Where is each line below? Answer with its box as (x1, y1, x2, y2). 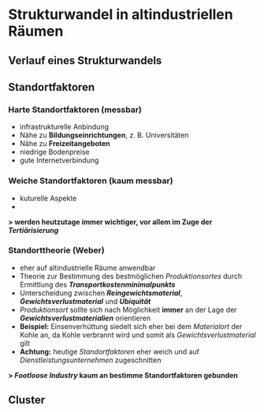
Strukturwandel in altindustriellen (8, 6, 234, 24)
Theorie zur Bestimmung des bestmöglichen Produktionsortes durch (19, 271, 243, 281)
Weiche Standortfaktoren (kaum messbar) (8, 175, 173, 186)
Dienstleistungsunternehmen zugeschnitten (19, 355, 162, 365)
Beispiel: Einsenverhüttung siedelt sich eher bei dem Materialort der (19, 321, 243, 331)
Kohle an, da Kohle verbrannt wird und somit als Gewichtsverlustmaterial (19, 330, 256, 339)
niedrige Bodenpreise (19, 148, 90, 157)
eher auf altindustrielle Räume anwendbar (19, 263, 156, 272)
